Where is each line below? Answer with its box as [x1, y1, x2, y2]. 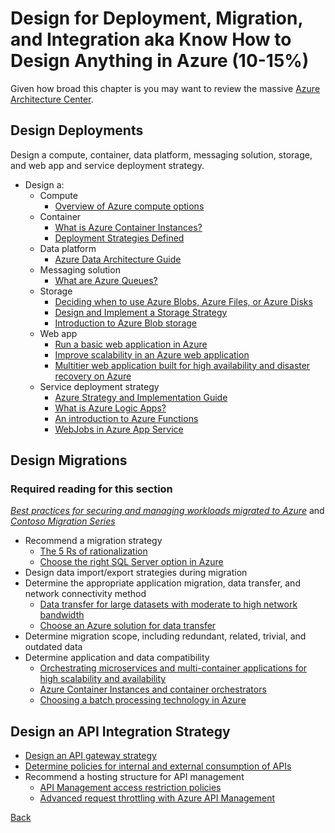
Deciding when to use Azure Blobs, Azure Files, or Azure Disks [54, 295, 313, 307]
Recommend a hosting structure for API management [24, 771, 245, 783]
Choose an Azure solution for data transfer [39, 620, 217, 632]
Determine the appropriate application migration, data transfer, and [24, 577, 301, 589]
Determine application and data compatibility [24, 652, 210, 664]
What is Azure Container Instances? [54, 221, 203, 233]
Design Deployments [10, 122, 144, 139]
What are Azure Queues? [54, 274, 158, 286]
